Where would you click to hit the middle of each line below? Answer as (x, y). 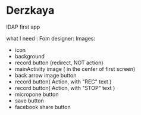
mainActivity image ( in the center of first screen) (75, 69)
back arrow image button (46, 75)
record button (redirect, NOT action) (59, 63)
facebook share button (43, 107)
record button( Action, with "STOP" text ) (65, 88)
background (29, 56)
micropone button (37, 94)
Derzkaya (30, 10)
